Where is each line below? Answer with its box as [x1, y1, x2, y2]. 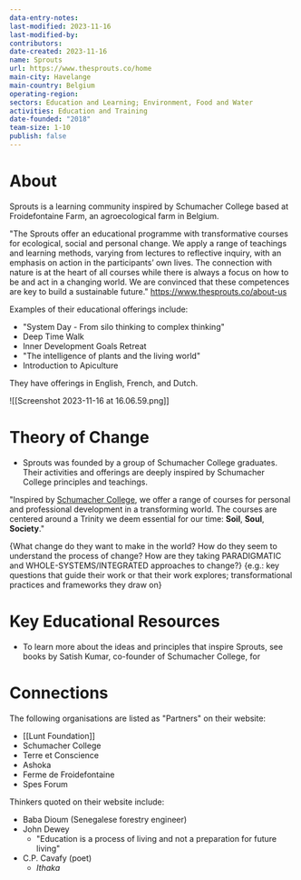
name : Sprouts [9, 55, 63, 65]
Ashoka [22, 759, 52, 770]
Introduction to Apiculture [22, 360, 119, 371]
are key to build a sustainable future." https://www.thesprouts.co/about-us [9, 285, 287, 296]
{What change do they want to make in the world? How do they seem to [9, 540, 278, 551]
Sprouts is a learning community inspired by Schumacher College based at [9, 201, 289, 212]
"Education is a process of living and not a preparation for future [35, 833, 277, 844]
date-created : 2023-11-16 [9, 47, 107, 56]
